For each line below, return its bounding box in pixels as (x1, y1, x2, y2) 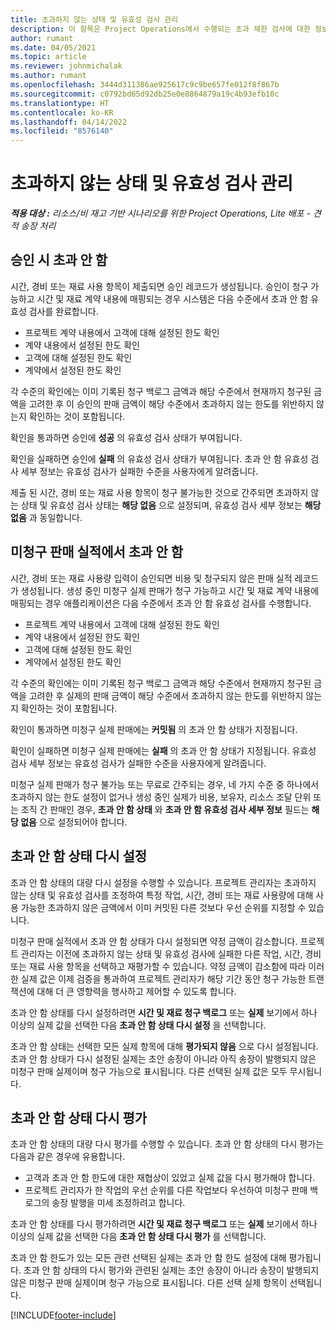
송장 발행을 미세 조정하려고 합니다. (51, 1197, 186, 1209)
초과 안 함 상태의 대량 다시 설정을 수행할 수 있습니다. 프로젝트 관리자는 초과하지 (10, 876, 317, 888)
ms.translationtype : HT (10, 98, 110, 108)
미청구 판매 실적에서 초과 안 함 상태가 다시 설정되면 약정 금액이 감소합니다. (10, 935, 298, 947)
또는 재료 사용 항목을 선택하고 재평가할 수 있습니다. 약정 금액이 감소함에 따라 (10, 960, 307, 972)
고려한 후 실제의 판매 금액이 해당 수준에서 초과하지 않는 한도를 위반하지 (28, 689, 304, 701)
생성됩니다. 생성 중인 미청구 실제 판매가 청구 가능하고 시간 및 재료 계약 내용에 (20, 584, 320, 596)
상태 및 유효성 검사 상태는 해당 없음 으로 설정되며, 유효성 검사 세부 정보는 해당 (20, 499, 322, 511)
